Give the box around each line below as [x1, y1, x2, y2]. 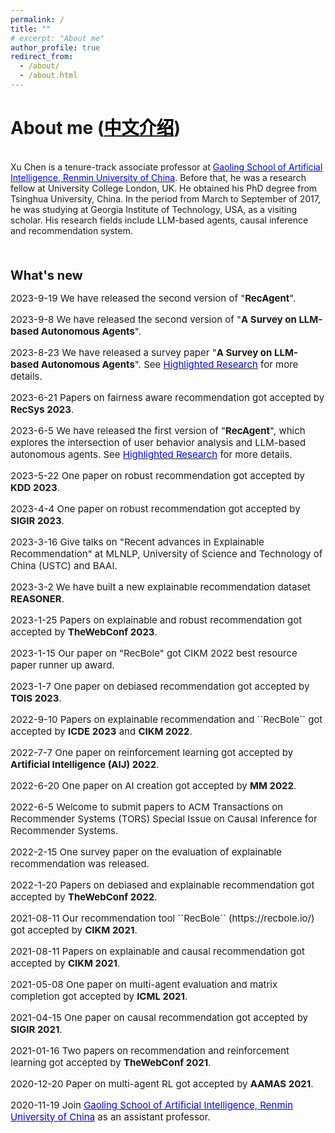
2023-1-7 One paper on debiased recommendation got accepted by [10, 679, 310, 693]
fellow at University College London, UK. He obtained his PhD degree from [10, 182, 318, 194]
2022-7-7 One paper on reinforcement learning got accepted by [10, 746, 294, 759]
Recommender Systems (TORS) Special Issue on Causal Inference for [10, 812, 318, 825]
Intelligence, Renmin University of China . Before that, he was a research [10, 171, 307, 183]
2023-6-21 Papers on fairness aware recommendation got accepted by [10, 391, 325, 404]
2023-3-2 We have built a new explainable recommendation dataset [10, 580, 312, 593]
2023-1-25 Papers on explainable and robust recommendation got [10, 613, 303, 626]
